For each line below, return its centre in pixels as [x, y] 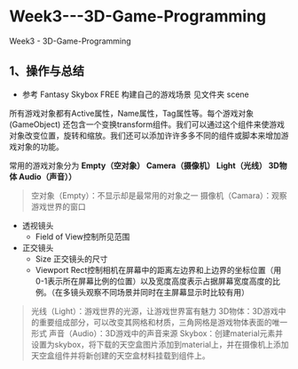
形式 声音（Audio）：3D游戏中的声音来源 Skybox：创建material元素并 [157, 333]
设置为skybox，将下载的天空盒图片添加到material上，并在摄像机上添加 [160, 344]
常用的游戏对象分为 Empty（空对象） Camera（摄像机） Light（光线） [138, 165]
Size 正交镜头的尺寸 [71, 259]
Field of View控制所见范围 [82, 237]
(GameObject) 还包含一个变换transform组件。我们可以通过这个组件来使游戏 [147, 124]
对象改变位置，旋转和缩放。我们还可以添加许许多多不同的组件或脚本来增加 [145, 135]
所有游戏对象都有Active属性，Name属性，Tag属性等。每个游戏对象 [132, 113]
